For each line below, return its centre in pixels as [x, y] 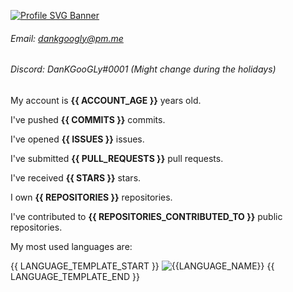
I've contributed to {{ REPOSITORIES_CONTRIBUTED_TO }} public [146, 216]
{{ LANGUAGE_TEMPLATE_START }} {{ [142, 266]
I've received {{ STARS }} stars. [76, 177]
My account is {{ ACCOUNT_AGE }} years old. [106, 100]
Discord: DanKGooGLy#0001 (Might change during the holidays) [143, 69]
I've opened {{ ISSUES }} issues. [77, 139]
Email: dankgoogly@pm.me [67, 38]
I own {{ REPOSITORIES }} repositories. [91, 197]
